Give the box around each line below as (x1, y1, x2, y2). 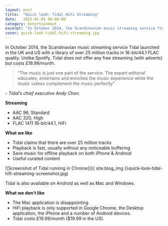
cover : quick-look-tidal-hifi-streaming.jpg (5, 30, 99, 35)
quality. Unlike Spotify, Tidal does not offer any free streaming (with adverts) (5, 55, 163, 60)
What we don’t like (5, 190, 45, 195)
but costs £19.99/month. (5, 60, 55, 66)
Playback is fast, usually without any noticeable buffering (12, 145, 130, 150)
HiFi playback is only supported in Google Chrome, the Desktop (12, 205, 144, 210)
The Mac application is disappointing (12, 199, 88, 205)
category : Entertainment (5, 21, 57, 26)
